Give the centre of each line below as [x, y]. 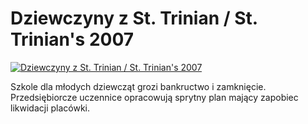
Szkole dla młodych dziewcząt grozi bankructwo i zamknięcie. [138, 86]
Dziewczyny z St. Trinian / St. [134, 18]
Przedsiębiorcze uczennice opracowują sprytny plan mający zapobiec [154, 97]
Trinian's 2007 [72, 39]
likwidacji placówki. [50, 108]
